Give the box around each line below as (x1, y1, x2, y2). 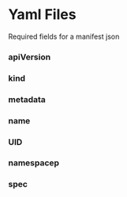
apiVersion (8, 51, 51, 63)
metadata (8, 93, 46, 104)
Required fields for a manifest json (8, 32, 120, 41)
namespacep (8, 157, 60, 169)
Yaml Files (8, 6, 77, 24)
